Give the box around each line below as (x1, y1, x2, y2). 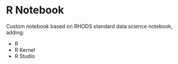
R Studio (14, 52, 35, 59)
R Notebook (6, 3, 64, 17)
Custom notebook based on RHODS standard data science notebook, (6, 23, 173, 30)
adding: (6, 29, 25, 35)
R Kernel (14, 46, 36, 53)
